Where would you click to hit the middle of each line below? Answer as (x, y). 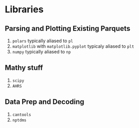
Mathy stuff (24, 68)
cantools (22, 115)
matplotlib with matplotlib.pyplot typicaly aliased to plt (73, 46)
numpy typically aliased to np (41, 52)
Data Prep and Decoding (45, 102)
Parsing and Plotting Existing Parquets (68, 29)
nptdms (19, 120)
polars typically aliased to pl (42, 41)
